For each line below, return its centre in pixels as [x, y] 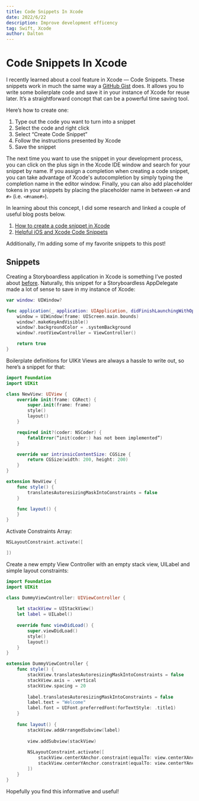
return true [31, 344]
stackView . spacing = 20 [57, 686]
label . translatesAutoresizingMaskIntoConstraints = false [100, 697]
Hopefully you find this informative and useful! [63, 791]
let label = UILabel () [45, 614]
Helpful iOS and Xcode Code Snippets [61, 232]
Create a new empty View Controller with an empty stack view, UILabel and [98, 564]
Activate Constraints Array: [39, 531]
